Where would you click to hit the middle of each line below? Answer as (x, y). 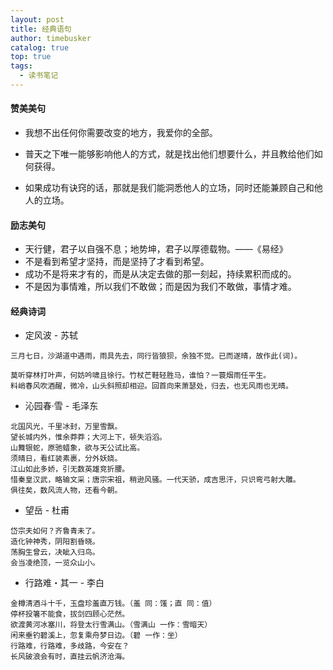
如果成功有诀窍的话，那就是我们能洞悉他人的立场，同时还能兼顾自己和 (169, 188)
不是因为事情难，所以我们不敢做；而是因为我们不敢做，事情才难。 (160, 287)
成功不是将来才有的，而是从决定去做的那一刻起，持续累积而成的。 (160, 274)
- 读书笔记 (39, 76)
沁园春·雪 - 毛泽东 (61, 406)
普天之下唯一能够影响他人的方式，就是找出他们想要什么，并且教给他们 (169, 154)
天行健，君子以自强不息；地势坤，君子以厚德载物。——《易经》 (156, 249)
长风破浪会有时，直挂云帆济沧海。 (70, 657)
